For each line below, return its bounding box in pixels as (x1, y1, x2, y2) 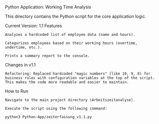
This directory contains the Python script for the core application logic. (5, 14, 146, 19)
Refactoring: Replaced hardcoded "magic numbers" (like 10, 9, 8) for (5, 71, 151, 76)
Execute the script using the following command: (5, 106, 108, 111)
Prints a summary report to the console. (5, 53, 90, 58)
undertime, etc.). (5, 45, 42, 50)
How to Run (5, 88, 29, 94)
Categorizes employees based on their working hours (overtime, (5, 41, 138, 46)
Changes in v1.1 (5, 62, 36, 67)
